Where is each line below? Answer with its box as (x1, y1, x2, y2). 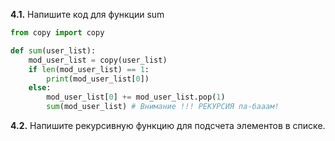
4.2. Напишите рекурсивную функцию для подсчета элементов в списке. (10, 120, 326, 131)
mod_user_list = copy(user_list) (28, 55, 168, 65)
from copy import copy (10, 28, 105, 38)
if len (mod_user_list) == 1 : (28, 64, 150, 74)
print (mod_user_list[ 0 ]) (46, 74, 150, 84)
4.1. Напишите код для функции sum (10, 9, 165, 20)
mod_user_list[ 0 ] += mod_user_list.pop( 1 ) (46, 92, 226, 103)
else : (28, 83, 52, 93)
